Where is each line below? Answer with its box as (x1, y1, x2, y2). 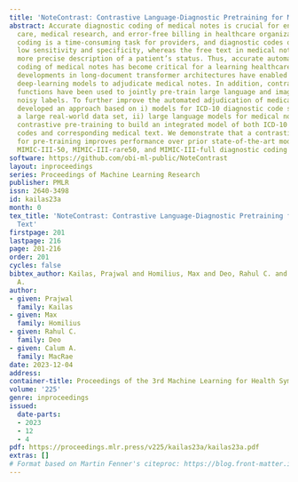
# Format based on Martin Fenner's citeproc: (9, 460, 180, 469)
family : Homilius (17, 319, 82, 328)
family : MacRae (17, 352, 74, 361)
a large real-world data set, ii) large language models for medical (17, 112, 279, 121)
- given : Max (9, 310, 58, 320)
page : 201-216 (9, 245, 62, 253)
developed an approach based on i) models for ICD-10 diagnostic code (17, 104, 284, 113)
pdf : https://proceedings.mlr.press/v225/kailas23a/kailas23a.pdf (9, 443, 260, 452)
